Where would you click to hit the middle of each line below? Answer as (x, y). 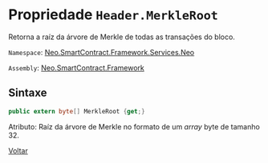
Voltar (18, 150)
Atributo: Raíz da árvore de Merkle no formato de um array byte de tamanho (134, 126)
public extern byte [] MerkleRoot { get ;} (77, 111)
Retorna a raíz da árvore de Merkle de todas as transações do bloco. (122, 37)
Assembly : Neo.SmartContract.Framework (76, 68)
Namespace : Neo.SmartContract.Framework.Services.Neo (102, 52)
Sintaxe (28, 93)
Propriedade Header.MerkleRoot (113, 15)
